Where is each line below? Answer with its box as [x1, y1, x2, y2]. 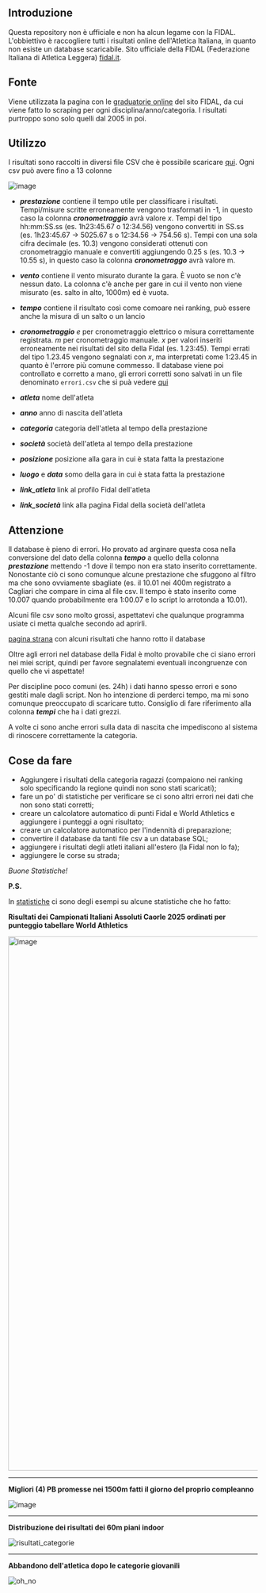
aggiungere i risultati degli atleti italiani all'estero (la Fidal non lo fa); [19, 842, 240, 852]
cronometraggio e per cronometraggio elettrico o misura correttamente [19, 327, 255, 336]
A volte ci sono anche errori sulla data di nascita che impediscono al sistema [8, 722, 258, 732]
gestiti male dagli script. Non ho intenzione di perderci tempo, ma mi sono [8, 690, 249, 700]
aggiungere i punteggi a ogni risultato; [19, 817, 145, 827]
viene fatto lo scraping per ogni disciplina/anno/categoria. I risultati [8, 105, 227, 114]
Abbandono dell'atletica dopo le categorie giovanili [8, 1561, 180, 1571]
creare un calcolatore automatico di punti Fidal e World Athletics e [19, 809, 235, 818]
